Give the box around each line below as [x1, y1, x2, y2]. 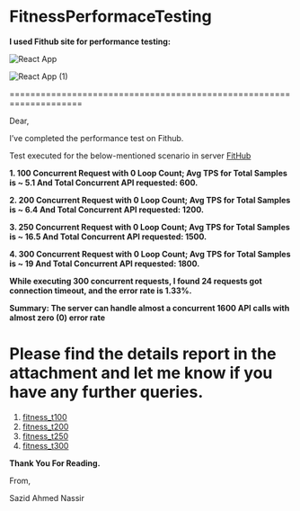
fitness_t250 [22, 430, 69, 442]
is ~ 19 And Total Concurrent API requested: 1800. [9, 258, 200, 269]
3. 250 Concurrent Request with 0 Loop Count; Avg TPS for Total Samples [9, 221, 290, 232]
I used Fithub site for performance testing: [9, 36, 171, 47]
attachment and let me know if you [9, 363, 273, 383]
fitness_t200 [22, 421, 69, 432]
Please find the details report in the [9, 344, 277, 364]
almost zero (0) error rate [9, 312, 106, 323]
